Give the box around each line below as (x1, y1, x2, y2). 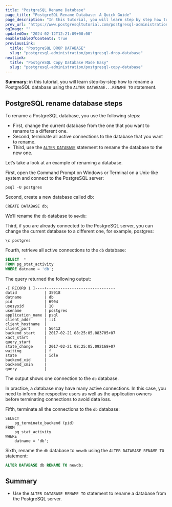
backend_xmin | (5, 362, 47, 367)
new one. (12, 150, 33, 156)
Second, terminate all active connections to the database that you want (12, 133, 163, 139)
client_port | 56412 (5, 326, 60, 331)
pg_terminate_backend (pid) (14, 420, 74, 426)
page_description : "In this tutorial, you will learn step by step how (5, 17, 161, 22)
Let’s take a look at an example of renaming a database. (5, 159, 123, 165)
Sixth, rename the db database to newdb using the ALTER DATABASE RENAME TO (5, 447, 165, 453)
